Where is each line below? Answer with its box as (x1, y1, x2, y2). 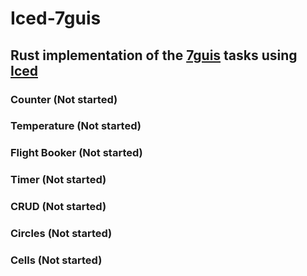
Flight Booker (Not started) (10, 146, 143, 160)
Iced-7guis (10, 7, 102, 30)
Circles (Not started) (10, 227, 113, 241)
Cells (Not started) (10, 253, 103, 267)
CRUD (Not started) (10, 200, 107, 214)
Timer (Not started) (10, 173, 107, 187)
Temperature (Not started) (10, 119, 142, 133)
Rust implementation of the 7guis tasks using (10, 47, 298, 64)
